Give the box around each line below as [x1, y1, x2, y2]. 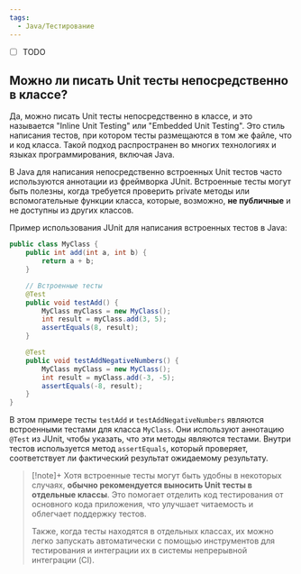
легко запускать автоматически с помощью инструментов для [31, 535, 275, 546]
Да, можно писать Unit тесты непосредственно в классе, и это [9, 111, 253, 122]
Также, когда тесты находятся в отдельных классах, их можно [31, 526, 274, 537]
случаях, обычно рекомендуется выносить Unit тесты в [31, 479, 252, 491]
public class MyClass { [9, 240, 99, 249]
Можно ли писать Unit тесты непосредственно [9, 73, 288, 88]
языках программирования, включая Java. [9, 150, 176, 160]
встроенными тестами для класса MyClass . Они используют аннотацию [9, 424, 285, 435]
